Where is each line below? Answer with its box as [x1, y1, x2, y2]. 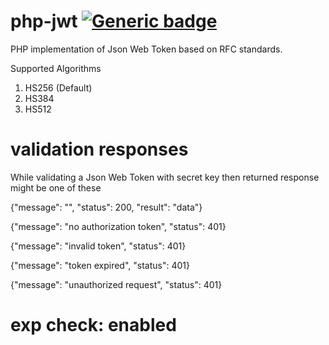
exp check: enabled [10, 314, 177, 337]
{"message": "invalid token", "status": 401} [10, 240, 187, 252]
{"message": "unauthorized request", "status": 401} [10, 278, 223, 290]
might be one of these [10, 181, 102, 194]
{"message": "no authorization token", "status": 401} [10, 220, 227, 232]
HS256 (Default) [24, 81, 93, 94]
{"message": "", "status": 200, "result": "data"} [10, 201, 203, 213]
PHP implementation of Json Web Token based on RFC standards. [10, 43, 283, 55]
